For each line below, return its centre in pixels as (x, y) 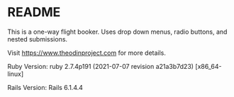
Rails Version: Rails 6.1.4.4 (45, 87)
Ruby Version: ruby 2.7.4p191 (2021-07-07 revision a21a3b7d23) (100, 66)
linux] (16, 74)
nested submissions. (38, 39)
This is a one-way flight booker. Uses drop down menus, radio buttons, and (117, 32)
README (34, 12)
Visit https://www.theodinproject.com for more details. (87, 53)
